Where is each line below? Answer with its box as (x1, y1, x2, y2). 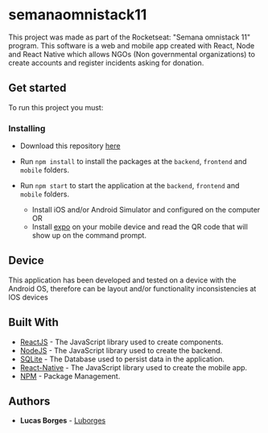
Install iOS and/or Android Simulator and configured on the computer (31, 205, 261, 215)
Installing (8, 122, 46, 134)
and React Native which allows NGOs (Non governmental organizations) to (8, 49, 256, 59)
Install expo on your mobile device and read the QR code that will (31, 222, 248, 232)
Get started (8, 81, 67, 95)
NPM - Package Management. (19, 371, 121, 381)
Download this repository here (19, 141, 121, 151)
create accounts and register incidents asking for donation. (8, 58, 204, 68)
